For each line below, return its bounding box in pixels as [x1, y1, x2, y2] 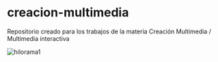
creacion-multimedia [7, 5, 129, 20]
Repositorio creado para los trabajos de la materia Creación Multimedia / [7, 27, 212, 35]
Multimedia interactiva [7, 34, 70, 42]
